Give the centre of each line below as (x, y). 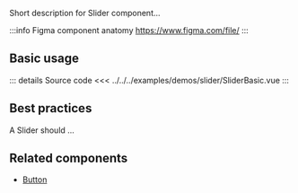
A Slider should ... (42, 130)
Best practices (51, 108)
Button (35, 180)
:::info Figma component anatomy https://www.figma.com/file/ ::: (129, 30)
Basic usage (44, 59)
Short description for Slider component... (85, 13)
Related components (69, 158)
